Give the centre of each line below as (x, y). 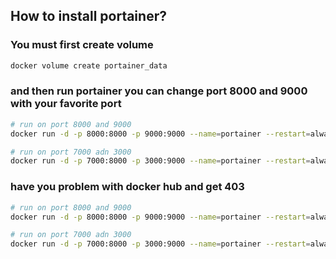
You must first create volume (82, 45)
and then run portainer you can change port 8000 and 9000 (159, 91)
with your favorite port (66, 104)
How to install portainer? (88, 16)
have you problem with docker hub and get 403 (127, 187)
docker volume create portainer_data (89, 65)
